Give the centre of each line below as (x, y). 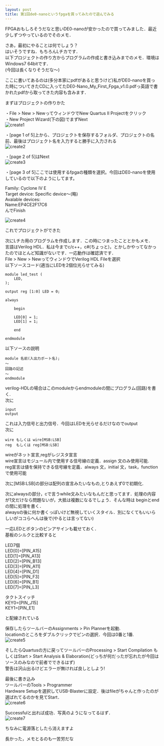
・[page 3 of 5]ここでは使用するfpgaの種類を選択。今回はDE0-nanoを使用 (80, 172)
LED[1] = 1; (26, 321)
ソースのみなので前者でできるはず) (40, 662)
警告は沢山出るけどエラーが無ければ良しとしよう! (55, 668)
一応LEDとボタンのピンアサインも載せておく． (52, 528)
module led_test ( (24, 274)
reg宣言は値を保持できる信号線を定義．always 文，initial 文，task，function (82, 467)
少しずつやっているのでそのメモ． (39, 35)
